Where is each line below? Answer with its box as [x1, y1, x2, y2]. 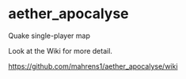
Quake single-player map [8, 31, 91, 40]
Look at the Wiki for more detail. [8, 46, 113, 55]
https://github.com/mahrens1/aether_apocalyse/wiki [8, 61, 178, 71]
